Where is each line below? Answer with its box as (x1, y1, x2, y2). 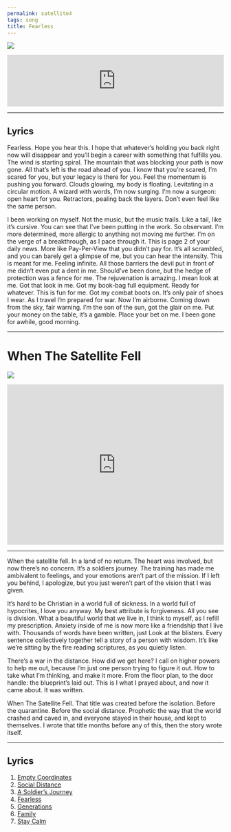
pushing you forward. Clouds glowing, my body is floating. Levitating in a (7, 180, 214, 189)
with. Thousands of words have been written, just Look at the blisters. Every (7, 629, 223, 637)
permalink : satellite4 (7, 10, 72, 17)
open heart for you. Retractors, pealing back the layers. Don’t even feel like (7, 195, 219, 203)
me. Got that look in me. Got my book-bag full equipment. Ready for (7, 281, 199, 290)
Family (16, 809, 36, 818)
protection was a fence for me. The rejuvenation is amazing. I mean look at (7, 274, 219, 282)
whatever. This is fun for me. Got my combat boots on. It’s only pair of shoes (7, 288, 223, 297)
